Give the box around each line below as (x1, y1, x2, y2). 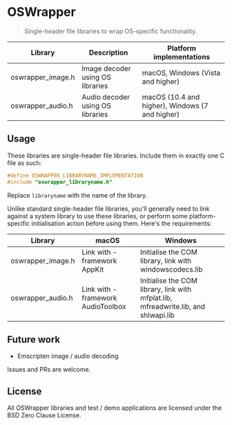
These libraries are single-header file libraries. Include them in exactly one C (7, 151, 224, 160)
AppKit (81, 264, 104, 274)
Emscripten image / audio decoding (17, 352, 119, 360)
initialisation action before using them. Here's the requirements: (31, 219, 212, 227)
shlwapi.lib (140, 310, 175, 320)
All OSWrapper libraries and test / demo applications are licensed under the (7, 404, 222, 412)
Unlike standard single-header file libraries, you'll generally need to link (7, 205, 210, 213)
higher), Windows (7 (142, 101, 209, 111)
